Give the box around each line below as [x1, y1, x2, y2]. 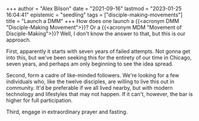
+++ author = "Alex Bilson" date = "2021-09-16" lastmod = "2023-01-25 [6, 5, 182, 12]
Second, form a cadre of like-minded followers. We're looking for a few [6, 72, 179, 79]
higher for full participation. [6, 97, 73, 104]
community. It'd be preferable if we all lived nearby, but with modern [6, 84, 173, 91]
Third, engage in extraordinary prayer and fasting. [6, 109, 128, 115]
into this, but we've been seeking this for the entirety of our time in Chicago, [6, 54, 192, 61]
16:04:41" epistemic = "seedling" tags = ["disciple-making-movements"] [6, 11, 183, 18]
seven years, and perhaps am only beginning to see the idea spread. [6, 60, 174, 67]
